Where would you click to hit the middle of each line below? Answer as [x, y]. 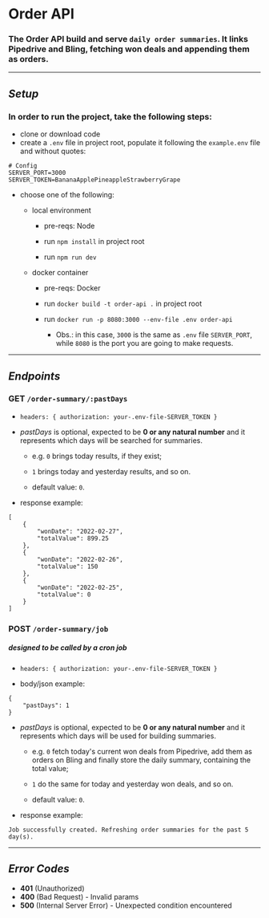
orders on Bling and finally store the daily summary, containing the [141, 760]
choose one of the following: [67, 195]
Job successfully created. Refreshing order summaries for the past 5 [128, 830]
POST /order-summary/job [58, 628]
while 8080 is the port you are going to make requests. [145, 343]
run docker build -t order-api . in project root [123, 304]
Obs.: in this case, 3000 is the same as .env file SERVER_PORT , [154, 335]
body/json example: [52, 684]
